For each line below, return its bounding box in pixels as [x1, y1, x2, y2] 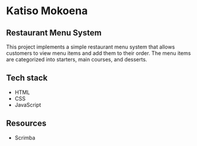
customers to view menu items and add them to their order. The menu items [6, 50, 191, 57]
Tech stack [6, 73, 48, 83]
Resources [6, 118, 47, 128]
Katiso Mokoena [6, 4, 88, 18]
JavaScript [14, 101, 41, 108]
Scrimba [14, 134, 35, 141]
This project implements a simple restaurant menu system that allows [6, 43, 175, 50]
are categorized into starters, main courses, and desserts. [6, 56, 147, 63]
